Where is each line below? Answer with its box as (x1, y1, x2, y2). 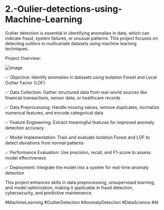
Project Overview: (5, 55, 42, 61)
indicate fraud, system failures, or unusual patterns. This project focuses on (5, 35, 158, 41)
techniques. (5, 46, 29, 52)
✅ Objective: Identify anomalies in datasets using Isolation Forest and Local (5, 74, 157, 80)
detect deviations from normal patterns (5, 140, 84, 146)
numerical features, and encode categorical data (5, 109, 104, 116)
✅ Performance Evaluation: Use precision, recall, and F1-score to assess (5, 149, 151, 155)
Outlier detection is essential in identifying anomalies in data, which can (5, 30, 150, 36)
